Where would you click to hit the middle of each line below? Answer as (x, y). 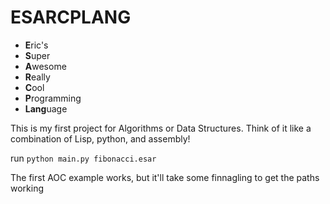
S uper (37, 55)
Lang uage (46, 108)
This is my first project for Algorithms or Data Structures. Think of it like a (161, 128)
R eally (37, 77)
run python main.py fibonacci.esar (83, 158)
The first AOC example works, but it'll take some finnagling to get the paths (165, 177)
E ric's (36, 45)
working (27, 188)
